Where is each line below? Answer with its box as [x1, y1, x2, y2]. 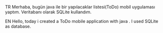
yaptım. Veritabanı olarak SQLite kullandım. [5, 9, 92, 15]
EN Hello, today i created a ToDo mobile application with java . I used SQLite [5, 19, 159, 24]
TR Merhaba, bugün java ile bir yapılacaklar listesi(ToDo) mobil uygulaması [5, 4, 155, 10]
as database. [5, 23, 31, 29]
